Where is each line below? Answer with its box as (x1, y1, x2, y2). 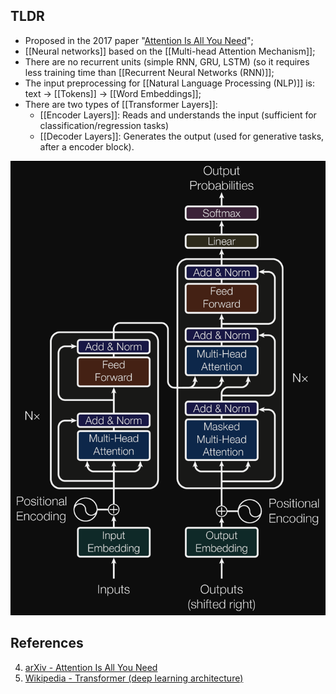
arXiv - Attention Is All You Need (24, 661, 158, 673)
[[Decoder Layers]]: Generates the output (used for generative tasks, (39, 130, 325, 142)
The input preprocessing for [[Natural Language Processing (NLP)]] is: (24, 77, 315, 89)
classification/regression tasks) (39, 119, 170, 131)
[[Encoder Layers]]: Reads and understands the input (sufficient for (39, 109, 317, 121)
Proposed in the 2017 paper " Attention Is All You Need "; (24, 34, 254, 46)
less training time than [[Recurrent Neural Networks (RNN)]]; (24, 66, 275, 78)
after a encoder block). (39, 140, 135, 153)
